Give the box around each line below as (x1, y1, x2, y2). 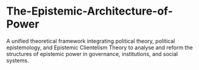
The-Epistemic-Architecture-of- (6, 4, 173, 18)
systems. (6, 57, 29, 64)
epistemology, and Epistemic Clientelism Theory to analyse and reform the (6, 44, 193, 51)
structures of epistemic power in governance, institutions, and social (6, 50, 178, 57)
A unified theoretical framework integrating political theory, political (6, 37, 175, 44)
